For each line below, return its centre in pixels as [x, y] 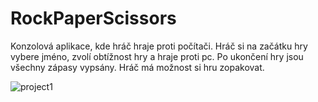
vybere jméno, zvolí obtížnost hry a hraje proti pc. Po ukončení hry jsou [157, 56]
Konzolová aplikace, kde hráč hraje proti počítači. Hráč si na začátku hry [159, 46]
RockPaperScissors [93, 18]
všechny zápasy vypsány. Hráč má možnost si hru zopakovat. [137, 67]
